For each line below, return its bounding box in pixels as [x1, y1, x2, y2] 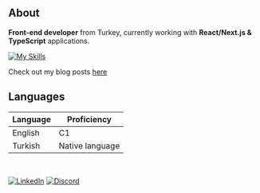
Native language [58, 140, 120, 151]
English [12, 127, 40, 138]
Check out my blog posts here [8, 67, 108, 77]
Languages [8, 90, 65, 104]
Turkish [12, 140, 41, 151]
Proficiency [66, 113, 112, 124]
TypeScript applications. [8, 36, 90, 45]
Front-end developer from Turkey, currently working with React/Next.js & [8, 27, 253, 37]
